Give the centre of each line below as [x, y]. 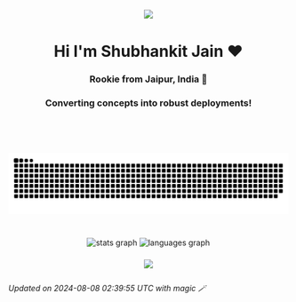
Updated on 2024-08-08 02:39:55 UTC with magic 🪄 [107, 289]
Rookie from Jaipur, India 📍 [148, 79]
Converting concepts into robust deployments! [148, 103]
